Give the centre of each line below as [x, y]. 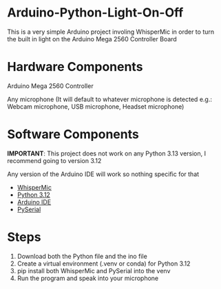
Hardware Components [75, 67]
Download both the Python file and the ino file [82, 256]
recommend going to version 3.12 [54, 160]
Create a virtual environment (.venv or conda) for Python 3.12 [104, 264]
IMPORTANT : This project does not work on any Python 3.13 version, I [107, 153]
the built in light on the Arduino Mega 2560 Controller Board [92, 39]
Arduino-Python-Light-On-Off [95, 13]
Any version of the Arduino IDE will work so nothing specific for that [103, 174]
